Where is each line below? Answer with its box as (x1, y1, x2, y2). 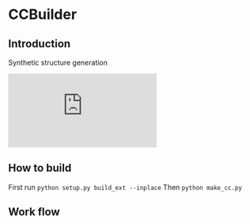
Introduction (8, 37, 71, 50)
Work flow (8, 205, 61, 218)
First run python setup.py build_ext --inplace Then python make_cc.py (8, 182, 243, 192)
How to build (8, 162, 72, 175)
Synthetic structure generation (8, 58, 108, 67)
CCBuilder (8, 6, 78, 24)
